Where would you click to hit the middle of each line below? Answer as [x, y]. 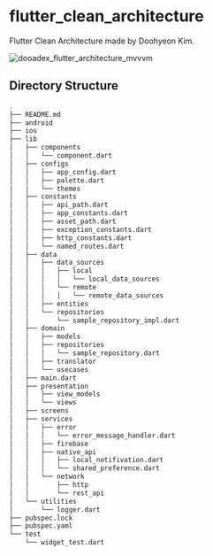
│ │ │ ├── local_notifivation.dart [87, 460]
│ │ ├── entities [49, 304]
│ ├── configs [39, 164]
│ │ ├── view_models [55, 394]
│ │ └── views [43, 403]
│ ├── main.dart [43, 378]
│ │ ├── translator [53, 361]
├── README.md [35, 114]
